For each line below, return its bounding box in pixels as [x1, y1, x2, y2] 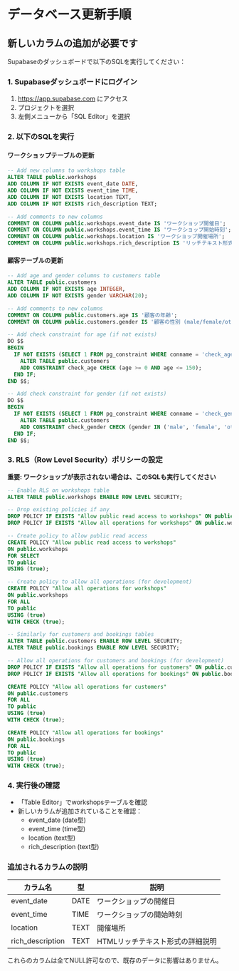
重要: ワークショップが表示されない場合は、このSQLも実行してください [7, 472, 217, 481]
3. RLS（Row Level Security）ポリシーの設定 [7, 455, 164, 465]
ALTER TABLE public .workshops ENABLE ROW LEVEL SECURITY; [7, 493, 183, 500]
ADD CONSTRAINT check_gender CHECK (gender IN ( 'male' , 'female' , [20, 423, 221, 431]
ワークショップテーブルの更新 [7, 150, 95, 159]
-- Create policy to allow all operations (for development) [7, 578, 193, 585]
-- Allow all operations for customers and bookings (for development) [7, 657, 224, 664]
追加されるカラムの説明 [7, 862, 87, 872]
